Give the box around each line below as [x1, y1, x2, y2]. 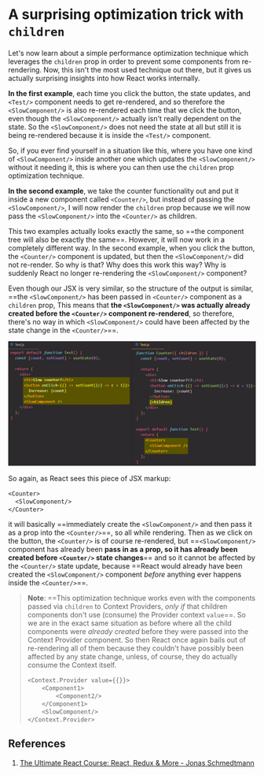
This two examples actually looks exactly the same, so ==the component [8, 226, 244, 235]
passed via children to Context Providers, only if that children [27, 601, 228, 611]
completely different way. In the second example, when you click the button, [8, 243, 255, 253]
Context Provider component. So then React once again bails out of [27, 635, 246, 644]
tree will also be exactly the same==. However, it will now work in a [8, 235, 225, 244]
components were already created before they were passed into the [27, 626, 249, 636]
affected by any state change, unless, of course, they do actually [27, 651, 238, 661]
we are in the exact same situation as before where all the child [27, 618, 232, 628]
